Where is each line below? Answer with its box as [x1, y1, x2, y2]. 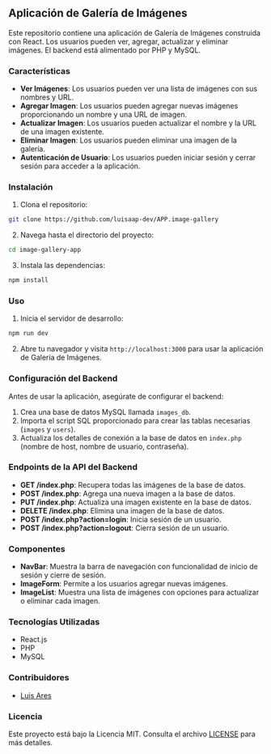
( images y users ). [19, 424, 76, 434]
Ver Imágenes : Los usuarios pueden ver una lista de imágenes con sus [19, 84, 257, 94]
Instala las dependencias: [19, 261, 105, 271]
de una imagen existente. [19, 127, 105, 137]
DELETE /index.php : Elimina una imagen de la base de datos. [19, 505, 225, 515]
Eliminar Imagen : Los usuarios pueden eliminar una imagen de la [19, 135, 237, 145]
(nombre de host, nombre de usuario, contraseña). [19, 441, 189, 451]
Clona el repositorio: [19, 200, 88, 210]
